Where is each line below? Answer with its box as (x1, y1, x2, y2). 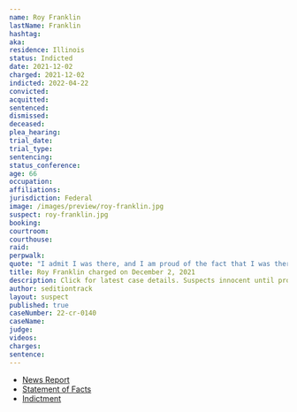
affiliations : (9, 186, 62, 195)
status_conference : (9, 161, 81, 170)
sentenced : (9, 103, 49, 112)
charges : (9, 341, 42, 350)
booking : (9, 218, 42, 227)
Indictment (21, 393, 62, 403)
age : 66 (9, 169, 38, 178)
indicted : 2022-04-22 (9, 79, 89, 88)
